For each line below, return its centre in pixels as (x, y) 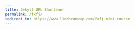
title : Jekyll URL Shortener (35, 10)
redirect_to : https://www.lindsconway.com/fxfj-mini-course (68, 19)
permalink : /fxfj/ (24, 14)
